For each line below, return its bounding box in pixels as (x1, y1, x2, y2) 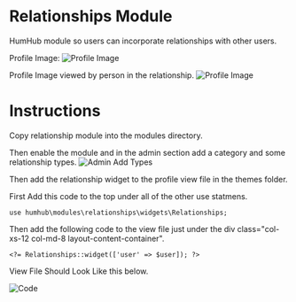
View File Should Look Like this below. (9, 266, 149, 276)
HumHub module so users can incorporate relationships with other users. (9, 35, 277, 46)
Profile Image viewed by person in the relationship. (9, 69, 195, 81)
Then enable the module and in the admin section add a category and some (9, 147, 286, 158)
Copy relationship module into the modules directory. (9, 130, 203, 141)
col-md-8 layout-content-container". (30, 233, 165, 244)
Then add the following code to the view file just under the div (9, 223, 236, 234)
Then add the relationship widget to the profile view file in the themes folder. (9, 174, 288, 184)
